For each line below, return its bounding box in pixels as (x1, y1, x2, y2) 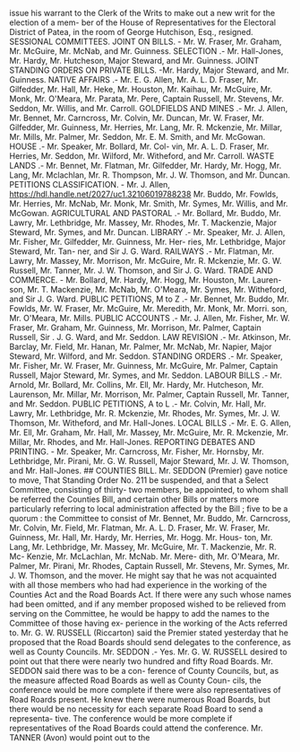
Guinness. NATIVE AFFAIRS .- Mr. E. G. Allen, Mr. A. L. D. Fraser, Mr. (9, 74, 259, 84)
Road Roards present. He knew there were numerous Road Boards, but (9, 695, 271, 704)
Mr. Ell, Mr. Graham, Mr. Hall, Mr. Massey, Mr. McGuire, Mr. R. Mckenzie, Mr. (9, 427, 289, 438)
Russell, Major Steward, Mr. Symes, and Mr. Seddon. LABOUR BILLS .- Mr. (9, 370, 282, 380)
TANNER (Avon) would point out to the (9, 732, 150, 743)
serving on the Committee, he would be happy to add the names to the (9, 608, 270, 618)
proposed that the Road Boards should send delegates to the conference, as (9, 637, 291, 647)
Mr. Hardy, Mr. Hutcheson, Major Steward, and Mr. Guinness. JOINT (9, 56, 260, 66)
